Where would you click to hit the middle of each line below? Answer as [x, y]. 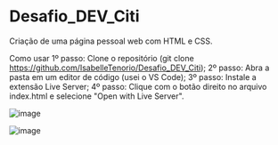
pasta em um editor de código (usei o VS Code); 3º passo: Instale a [133, 77]
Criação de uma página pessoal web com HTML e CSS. [111, 41]
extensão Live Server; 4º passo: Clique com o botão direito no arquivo [138, 86]
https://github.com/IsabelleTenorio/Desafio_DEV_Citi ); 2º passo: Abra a [139, 68]
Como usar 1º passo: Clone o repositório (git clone [102, 58]
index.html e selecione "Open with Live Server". [97, 96]
